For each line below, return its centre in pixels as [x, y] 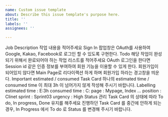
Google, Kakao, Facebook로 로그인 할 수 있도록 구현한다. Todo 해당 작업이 [79, 54]
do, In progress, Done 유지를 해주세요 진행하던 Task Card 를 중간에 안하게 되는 [83, 103]
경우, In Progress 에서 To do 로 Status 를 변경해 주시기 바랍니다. [68, 109]
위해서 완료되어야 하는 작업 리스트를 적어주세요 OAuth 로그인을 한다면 [82, 60]
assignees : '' [20, 28]
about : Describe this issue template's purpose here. [63, 14]
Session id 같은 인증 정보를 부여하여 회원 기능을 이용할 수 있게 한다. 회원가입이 [82, 66]
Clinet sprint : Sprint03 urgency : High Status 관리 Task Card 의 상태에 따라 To [84, 97]
